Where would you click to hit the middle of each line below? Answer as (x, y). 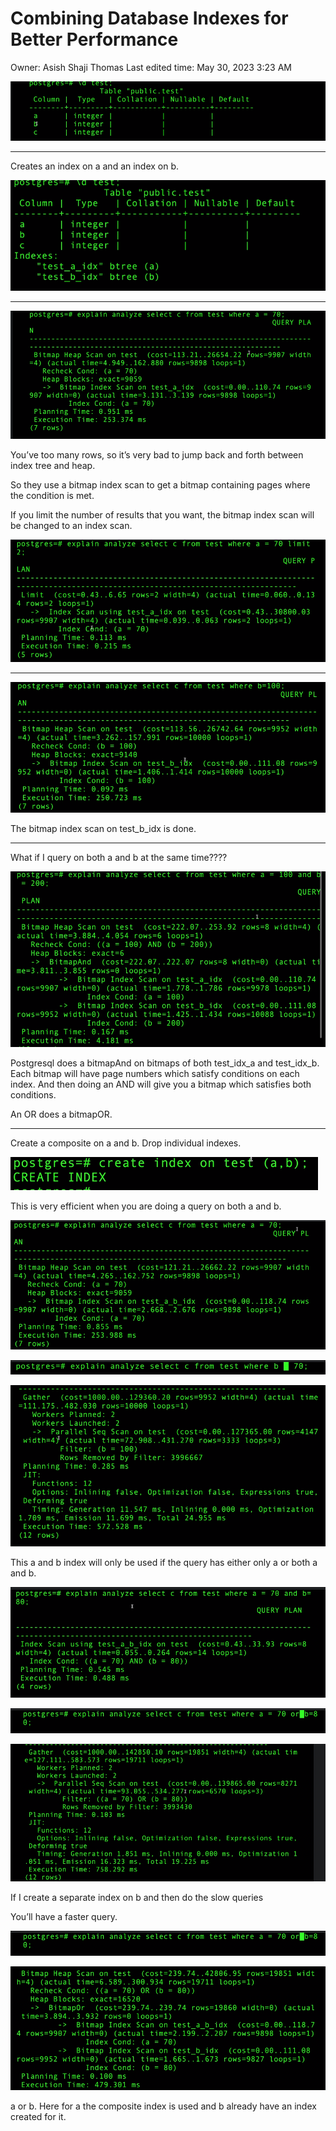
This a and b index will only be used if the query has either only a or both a (164, 1562)
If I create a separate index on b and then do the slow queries (137, 1898)
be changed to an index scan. (71, 525)
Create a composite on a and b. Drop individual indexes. (126, 1143)
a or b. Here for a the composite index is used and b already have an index (163, 2106)
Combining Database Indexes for (149, 18)
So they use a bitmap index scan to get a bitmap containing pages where (160, 484)
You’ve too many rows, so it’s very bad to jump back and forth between (157, 454)
